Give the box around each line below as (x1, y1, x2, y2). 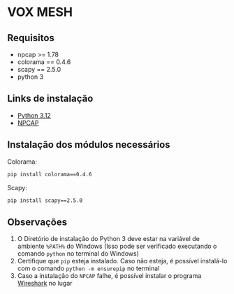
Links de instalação (7, 93, 94, 105)
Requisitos (7, 32, 54, 44)
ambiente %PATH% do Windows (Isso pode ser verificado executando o (17, 242, 217, 251)
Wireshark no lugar (17, 279, 73, 288)
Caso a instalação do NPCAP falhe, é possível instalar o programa (17, 272, 202, 280)
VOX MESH (7, 4, 73, 20)
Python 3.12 (17, 111, 51, 119)
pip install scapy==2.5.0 (7, 196, 82, 204)
